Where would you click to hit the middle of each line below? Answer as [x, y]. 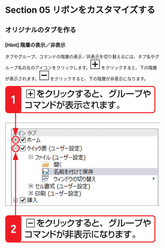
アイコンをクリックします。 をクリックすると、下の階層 [96, 67]
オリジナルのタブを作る [41, 30]
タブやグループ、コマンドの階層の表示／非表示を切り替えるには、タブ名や [80, 56]
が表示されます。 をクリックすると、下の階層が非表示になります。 [77, 79]
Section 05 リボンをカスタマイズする [80, 10]
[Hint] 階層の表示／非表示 [35, 45]
